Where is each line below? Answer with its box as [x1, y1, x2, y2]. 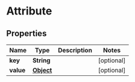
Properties [6, 28, 47, 39]
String [32, 56, 51, 65]
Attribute [6, 4, 52, 18]
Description [58, 46, 92, 54]
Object [32, 66, 52, 74]
